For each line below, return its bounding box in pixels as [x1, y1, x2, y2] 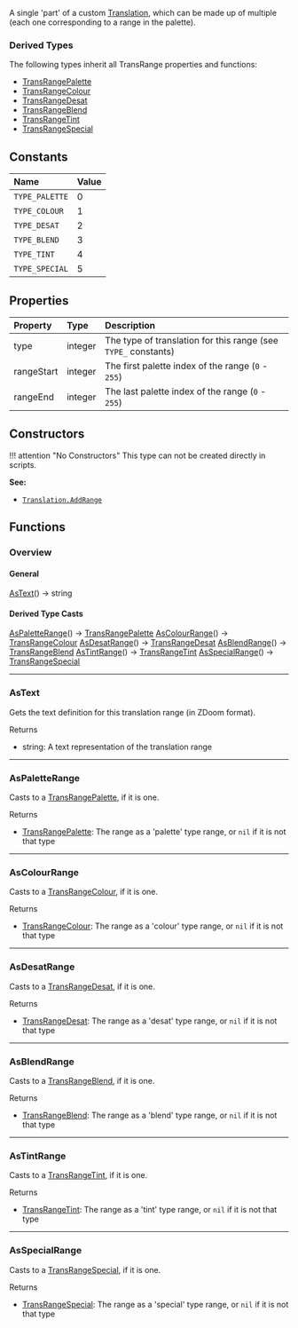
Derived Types [9, 39, 74, 51]
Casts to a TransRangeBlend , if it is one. [9, 1075, 155, 1086]
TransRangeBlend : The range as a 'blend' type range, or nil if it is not [21, 1110, 278, 1120]
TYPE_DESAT [13, 221, 59, 231]
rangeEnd [13, 391, 55, 403]
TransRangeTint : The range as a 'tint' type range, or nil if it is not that [21, 1205, 278, 1215]
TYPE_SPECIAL [13, 264, 69, 274]
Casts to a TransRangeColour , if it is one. [9, 887, 158, 897]
